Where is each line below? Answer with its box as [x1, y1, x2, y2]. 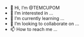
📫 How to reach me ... [10, 26, 58, 32]
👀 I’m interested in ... [10, 10, 53, 16]
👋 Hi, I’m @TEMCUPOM [10, 5, 60, 10]
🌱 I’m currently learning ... [10, 15, 65, 21]
